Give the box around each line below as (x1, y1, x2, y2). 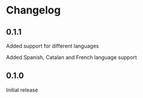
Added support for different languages (6, 42, 99, 49)
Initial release (6, 86, 38, 93)
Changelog (6, 4, 61, 17)
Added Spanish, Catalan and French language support (6, 54, 137, 60)
